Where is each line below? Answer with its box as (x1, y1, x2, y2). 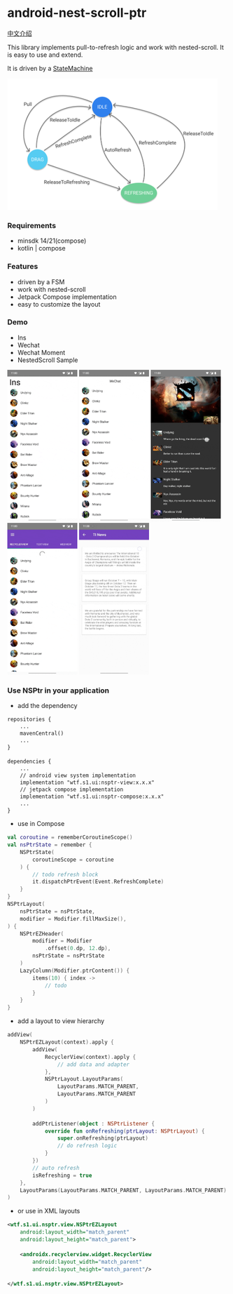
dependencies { (7, 758, 52, 766)
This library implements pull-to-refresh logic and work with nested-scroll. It (7, 43, 224, 51)
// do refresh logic (57, 1142, 118, 1149)
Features (7, 262, 38, 272)
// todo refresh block (32, 871, 99, 878)
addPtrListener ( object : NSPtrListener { (32, 1120, 155, 1127)
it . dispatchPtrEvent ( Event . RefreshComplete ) (32, 879, 164, 886)
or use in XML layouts (17, 1207, 80, 1215)
